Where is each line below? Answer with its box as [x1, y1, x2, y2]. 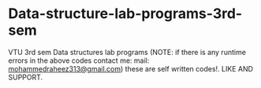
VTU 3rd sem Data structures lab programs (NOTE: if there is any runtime [8, 47, 247, 57]
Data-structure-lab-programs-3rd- [8, 5, 243, 23]
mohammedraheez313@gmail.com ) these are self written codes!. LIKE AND [8, 64, 254, 73]
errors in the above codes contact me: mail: [8, 56, 150, 65]
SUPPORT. [8, 72, 43, 82]
